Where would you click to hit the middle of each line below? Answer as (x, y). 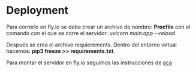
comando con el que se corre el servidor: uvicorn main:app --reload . (91, 33)
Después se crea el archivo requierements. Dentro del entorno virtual (91, 45)
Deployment (37, 10)
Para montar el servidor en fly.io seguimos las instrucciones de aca (89, 62)
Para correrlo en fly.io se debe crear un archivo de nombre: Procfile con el (98, 27)
